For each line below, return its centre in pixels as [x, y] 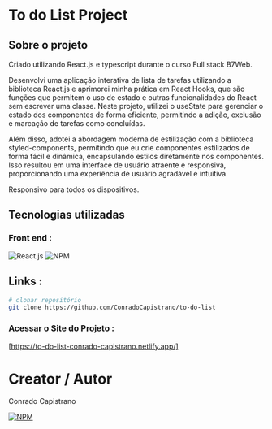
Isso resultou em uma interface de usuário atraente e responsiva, [117, 165]
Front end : [30, 238]
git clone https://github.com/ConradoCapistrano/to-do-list [112, 308]
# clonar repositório [45, 300]
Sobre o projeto [48, 45]
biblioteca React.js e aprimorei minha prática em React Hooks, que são [127, 89]
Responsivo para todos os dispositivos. [74, 189]
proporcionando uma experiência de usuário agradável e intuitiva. [119, 173]
